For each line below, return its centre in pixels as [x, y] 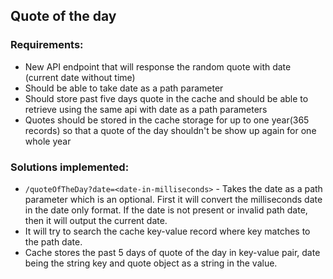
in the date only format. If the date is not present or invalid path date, [166, 210]
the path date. [53, 241]
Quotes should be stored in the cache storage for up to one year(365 [167, 120]
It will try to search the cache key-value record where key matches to [167, 231]
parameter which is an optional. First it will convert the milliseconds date [173, 199]
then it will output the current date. [96, 220]
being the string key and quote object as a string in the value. [151, 263]
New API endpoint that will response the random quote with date [158, 66]
